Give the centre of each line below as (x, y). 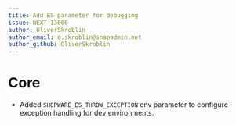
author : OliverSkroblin (47, 30)
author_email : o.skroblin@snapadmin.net (75, 37)
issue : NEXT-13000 (38, 23)
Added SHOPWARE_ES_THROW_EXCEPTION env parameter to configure (124, 105)
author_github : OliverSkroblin (59, 45)
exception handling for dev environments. (87, 113)
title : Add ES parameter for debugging (73, 15)
